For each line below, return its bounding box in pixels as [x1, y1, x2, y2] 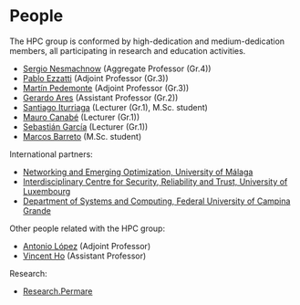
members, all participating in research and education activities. [9, 45, 246, 56]
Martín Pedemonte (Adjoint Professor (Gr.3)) [22, 82, 190, 93]
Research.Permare [22, 285, 93, 297]
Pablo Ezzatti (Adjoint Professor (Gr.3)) [22, 72, 169, 83]
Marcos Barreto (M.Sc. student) [22, 131, 142, 142]
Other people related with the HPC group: [9, 223, 166, 234]
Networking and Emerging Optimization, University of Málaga [22, 166, 253, 177]
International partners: [9, 148, 93, 160]
